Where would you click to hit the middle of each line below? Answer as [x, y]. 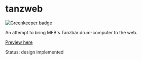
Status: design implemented [34, 52]
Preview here [19, 42]
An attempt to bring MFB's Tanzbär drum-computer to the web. [72, 32]
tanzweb [24, 9]
